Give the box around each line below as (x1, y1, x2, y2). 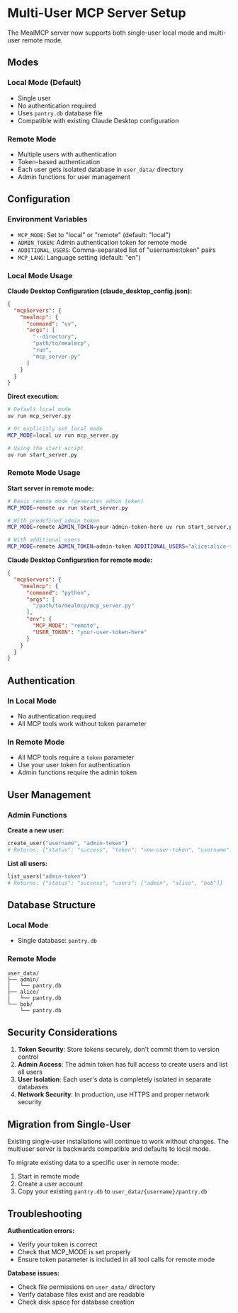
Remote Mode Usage (7, 468, 81, 478)
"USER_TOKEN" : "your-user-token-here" (33, 629, 147, 636)
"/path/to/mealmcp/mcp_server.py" (33, 602, 135, 609)
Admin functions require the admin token (17, 768, 137, 776)
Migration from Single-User (7, 1118, 131, 1130)
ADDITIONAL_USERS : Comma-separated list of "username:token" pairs (17, 246, 216, 254)
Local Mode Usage (7, 270, 73, 280)
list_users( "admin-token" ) (7, 873, 87, 880)
